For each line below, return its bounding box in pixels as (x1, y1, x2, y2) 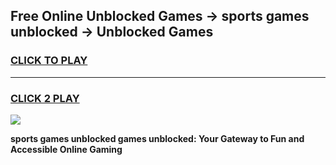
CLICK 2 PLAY (10, 91, 80, 105)
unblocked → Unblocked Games (10, 24, 214, 41)
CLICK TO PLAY (10, 54, 88, 68)
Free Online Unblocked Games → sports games (10, 8, 310, 25)
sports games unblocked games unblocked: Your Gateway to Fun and (10, 132, 305, 144)
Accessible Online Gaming (10, 143, 123, 155)
